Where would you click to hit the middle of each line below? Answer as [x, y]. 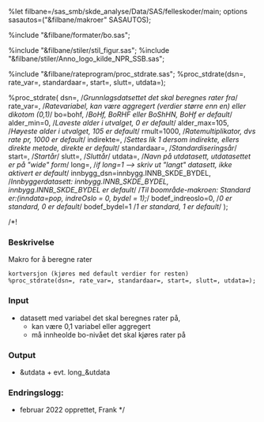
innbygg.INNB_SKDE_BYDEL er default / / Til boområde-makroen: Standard [129, 190]
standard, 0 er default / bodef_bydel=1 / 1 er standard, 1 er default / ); [118, 207]
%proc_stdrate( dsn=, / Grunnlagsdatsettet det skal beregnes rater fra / [123, 97]
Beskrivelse [31, 242]
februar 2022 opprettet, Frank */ [72, 410]
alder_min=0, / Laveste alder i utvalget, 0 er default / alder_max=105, [119, 123]
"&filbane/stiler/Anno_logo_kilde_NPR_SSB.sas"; [87, 59]
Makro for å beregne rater [50, 260]
